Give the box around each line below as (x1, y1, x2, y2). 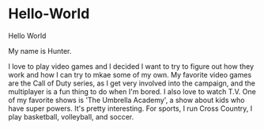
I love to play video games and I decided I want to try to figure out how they (8, 61, 255, 71)
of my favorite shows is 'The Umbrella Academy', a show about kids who (8, 95, 245, 104)
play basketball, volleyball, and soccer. (8, 112, 134, 121)
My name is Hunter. (8, 46, 72, 55)
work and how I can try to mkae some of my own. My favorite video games (8, 70, 252, 79)
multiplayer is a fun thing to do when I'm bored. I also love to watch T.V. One (8, 86, 257, 96)
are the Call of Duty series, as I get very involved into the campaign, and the (8, 78, 255, 88)
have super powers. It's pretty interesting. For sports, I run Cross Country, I (8, 104, 253, 113)
